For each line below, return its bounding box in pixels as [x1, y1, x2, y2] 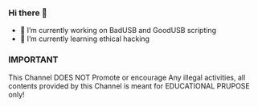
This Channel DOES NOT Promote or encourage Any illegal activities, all [8, 72, 246, 82]
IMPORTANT [8, 54, 59, 65]
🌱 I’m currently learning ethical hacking [19, 34, 150, 43]
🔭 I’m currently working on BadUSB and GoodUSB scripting [19, 26, 217, 35]
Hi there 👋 [8, 7, 48, 19]
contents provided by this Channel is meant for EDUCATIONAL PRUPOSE [8, 80, 251, 91]
